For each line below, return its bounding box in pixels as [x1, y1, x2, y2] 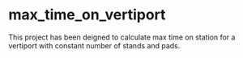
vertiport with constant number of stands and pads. [8, 40, 181, 50]
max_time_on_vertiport [8, 6, 166, 24]
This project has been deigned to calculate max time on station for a [8, 32, 236, 42]
